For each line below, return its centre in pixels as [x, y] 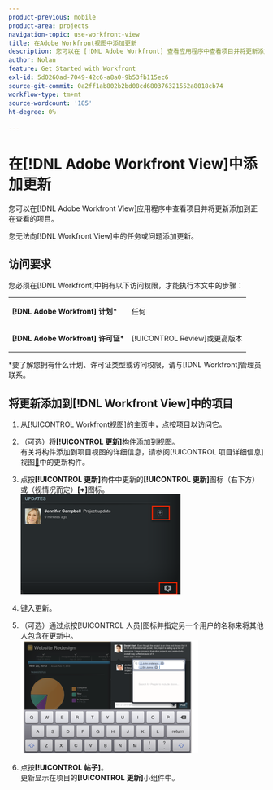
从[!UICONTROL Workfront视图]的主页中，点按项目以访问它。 [123, 424]
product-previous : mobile [52, 17]
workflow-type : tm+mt [45, 94]
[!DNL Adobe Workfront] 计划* [65, 311]
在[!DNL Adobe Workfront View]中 [126, 164]
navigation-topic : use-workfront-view [74, 34]
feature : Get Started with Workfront [72, 69]
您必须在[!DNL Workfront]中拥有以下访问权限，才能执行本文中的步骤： [126, 285]
